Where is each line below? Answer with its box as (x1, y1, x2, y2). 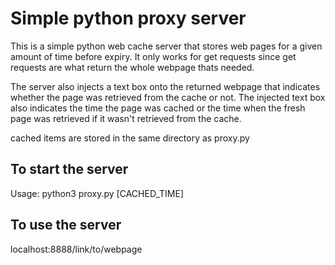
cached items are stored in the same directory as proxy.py (10, 132, 250, 144)
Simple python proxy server (10, 7, 247, 30)
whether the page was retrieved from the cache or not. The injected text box (10, 91, 326, 103)
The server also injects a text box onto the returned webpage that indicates (10, 80, 321, 92)
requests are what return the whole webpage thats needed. (10, 61, 255, 73)
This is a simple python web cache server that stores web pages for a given (10, 40, 323, 52)
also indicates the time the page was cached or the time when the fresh (10, 102, 306, 114)
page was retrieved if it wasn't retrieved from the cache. (10, 112, 242, 124)
